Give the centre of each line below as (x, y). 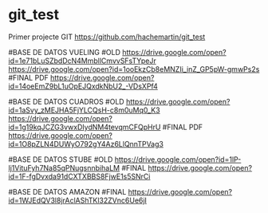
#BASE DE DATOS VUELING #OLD (65, 52)
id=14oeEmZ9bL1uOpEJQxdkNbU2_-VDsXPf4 (83, 86)
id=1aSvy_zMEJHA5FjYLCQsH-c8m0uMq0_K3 (85, 110)
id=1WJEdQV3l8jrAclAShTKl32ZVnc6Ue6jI (78, 200)
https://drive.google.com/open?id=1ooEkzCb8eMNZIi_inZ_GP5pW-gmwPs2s (134, 69)
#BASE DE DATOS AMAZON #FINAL (67, 191)
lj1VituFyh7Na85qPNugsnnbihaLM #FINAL (77, 168)
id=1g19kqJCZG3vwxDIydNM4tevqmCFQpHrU (85, 127)
